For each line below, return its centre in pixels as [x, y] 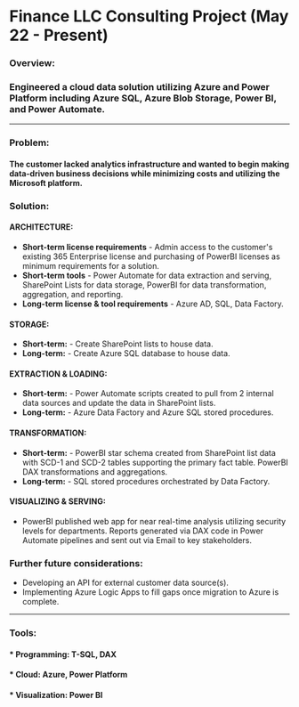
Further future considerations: [77, 563]
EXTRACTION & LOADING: [58, 374]
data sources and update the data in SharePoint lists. [119, 403]
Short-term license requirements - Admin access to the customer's [147, 248]
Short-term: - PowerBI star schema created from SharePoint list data [149, 452]
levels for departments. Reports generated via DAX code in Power [143, 531]
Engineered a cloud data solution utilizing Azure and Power [139, 87]
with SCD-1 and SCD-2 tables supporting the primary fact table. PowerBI [155, 462]
